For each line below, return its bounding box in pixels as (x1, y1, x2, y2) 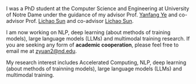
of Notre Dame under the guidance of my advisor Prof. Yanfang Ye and (6, 11, 178, 18)
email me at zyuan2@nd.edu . (6, 48, 77, 55)
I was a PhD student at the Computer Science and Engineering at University (6, 5, 190, 12)
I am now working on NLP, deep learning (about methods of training (6, 29, 171, 36)
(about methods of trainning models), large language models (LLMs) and (6, 65, 182, 72)
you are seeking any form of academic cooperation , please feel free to (6, 41, 179, 48)
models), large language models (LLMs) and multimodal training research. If (6, 35, 190, 42)
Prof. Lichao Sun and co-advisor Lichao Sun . (25, 18, 134, 24)
